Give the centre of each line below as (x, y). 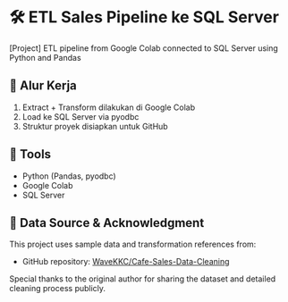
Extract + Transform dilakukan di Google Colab (109, 107)
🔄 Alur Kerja (43, 86)
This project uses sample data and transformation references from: (133, 244)
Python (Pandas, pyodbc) (69, 176)
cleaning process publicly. (57, 289)
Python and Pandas (46, 57)
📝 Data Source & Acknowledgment (107, 223)
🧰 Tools (30, 154)
